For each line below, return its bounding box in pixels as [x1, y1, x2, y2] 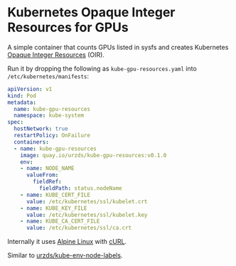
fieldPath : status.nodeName [38, 185, 122, 192]
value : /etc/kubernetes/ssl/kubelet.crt [26, 198, 148, 205]
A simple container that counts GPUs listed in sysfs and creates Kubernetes [7, 43, 229, 51]
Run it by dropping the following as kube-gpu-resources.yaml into [7, 64, 197, 73]
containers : [14, 138, 50, 146]
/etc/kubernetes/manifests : [7, 72, 90, 80]
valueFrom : [26, 171, 59, 179]
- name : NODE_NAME [20, 165, 75, 172]
